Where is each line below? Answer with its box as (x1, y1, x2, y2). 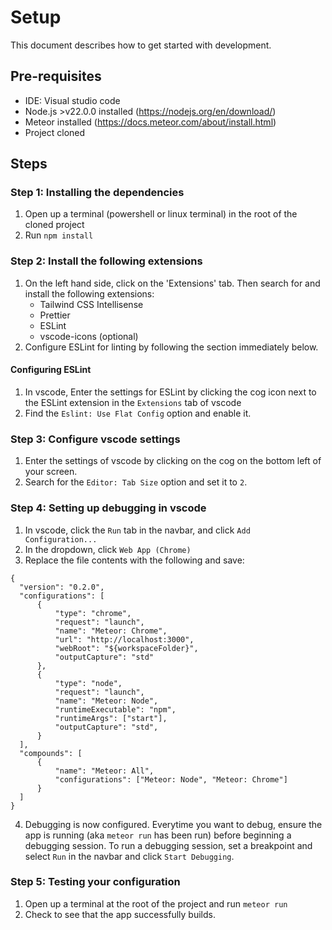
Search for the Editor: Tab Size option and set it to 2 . (24, 476, 248, 488)
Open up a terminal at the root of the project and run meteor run (24, 897, 288, 910)
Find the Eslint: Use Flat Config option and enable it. (24, 407, 252, 419)
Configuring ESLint (10, 364, 92, 376)
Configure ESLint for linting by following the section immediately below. (24, 341, 319, 353)
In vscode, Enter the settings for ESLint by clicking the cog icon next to (24, 386, 317, 398)
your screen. (24, 466, 78, 478)
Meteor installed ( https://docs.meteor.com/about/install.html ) (24, 116, 277, 128)
